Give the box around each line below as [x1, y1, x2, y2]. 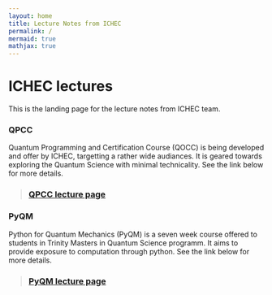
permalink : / [8, 27, 53, 35]
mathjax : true [8, 42, 57, 50]
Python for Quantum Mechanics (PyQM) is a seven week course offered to [8, 229, 258, 239]
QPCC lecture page [28, 189, 106, 200]
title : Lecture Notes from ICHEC [8, 20, 122, 28]
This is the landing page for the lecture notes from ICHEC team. [8, 104, 221, 114]
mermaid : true [8, 34, 57, 43]
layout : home [8, 11, 53, 20]
